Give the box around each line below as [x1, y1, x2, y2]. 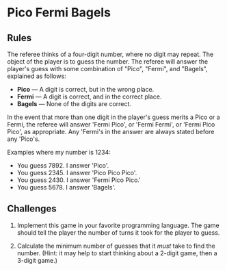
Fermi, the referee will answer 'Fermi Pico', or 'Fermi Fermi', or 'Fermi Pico [7, 120, 215, 128]
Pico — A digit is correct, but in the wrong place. [16, 86, 155, 93]
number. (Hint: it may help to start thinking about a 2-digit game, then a [16, 248, 217, 257]
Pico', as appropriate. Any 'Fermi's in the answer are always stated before [7, 128, 215, 135]
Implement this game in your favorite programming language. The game [16, 221, 220, 229]
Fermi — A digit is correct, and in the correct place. [16, 92, 162, 101]
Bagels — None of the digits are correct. [16, 100, 132, 107]
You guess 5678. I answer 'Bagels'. [16, 183, 116, 191]
